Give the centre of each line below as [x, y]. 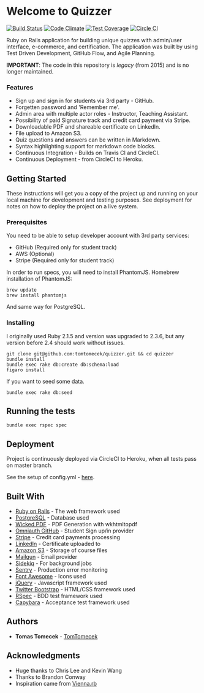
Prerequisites [27, 222]
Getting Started [36, 179]
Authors [22, 622]
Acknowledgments [43, 656]
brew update [21, 290]
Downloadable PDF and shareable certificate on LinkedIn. [88, 127]
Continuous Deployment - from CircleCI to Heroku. [79, 159]
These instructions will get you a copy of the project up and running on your [102, 194]
